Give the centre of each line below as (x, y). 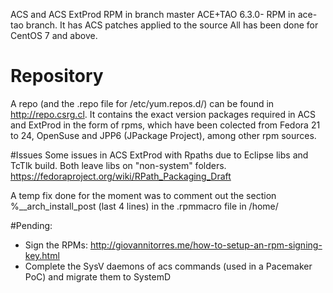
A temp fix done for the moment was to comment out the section (143, 195)
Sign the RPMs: (56, 245)
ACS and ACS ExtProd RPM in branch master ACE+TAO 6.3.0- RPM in (153, 14)
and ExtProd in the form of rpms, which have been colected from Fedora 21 (165, 125)
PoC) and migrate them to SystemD (98, 276)
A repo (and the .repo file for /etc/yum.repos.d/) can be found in (142, 103)
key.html (42, 255)
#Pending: (31, 225)
